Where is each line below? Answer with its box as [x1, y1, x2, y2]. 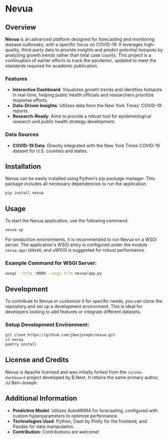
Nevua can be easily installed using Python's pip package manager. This [5, 176, 155, 182]
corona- [127, 370, 144, 375]
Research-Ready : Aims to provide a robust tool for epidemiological [12, 113, 151, 119]
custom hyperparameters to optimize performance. [12, 412, 119, 418]
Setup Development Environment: [5, 321, 89, 328]
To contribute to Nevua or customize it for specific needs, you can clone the [5, 298, 162, 304]
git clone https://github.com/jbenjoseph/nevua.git [5, 332, 115, 338]
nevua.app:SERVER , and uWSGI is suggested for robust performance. [5, 247, 145, 253]
